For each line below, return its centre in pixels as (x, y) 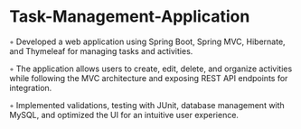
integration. (31, 88)
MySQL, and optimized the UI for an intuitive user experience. (124, 115)
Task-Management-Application (130, 17)
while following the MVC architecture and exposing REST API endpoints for (149, 78)
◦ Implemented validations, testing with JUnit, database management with (147, 105)
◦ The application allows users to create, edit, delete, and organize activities (151, 69)
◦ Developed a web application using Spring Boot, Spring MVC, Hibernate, (148, 41)
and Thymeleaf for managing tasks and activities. (101, 51)
